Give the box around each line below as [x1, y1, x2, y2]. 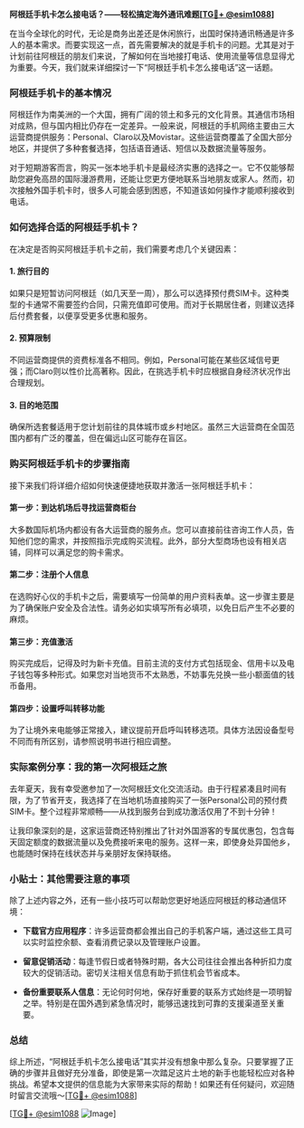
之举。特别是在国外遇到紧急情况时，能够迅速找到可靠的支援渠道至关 [22, 998, 277, 1009]
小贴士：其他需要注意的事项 [9, 873, 130, 885]
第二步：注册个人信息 [9, 569, 89, 580]
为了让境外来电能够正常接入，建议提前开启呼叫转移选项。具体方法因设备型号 [9, 724, 295, 736]
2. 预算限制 [9, 332, 52, 343]
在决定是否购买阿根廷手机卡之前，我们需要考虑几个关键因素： [9, 244, 240, 254]
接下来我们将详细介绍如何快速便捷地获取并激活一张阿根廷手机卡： [9, 480, 255, 491]
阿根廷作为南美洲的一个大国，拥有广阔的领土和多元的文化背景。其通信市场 [9, 109, 287, 120]
